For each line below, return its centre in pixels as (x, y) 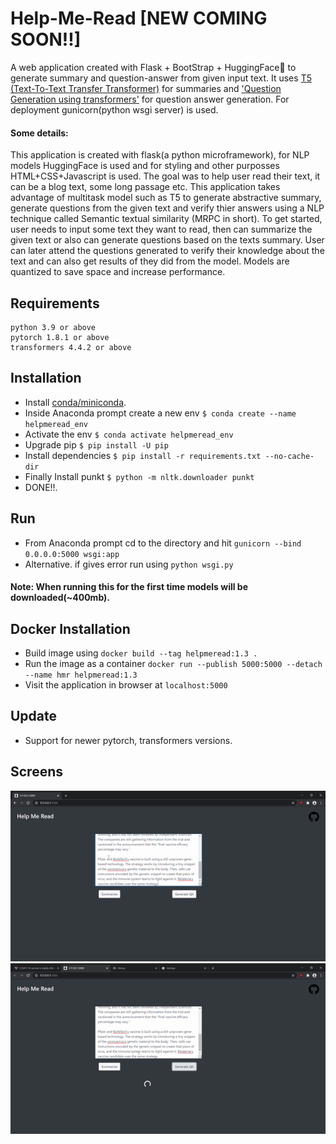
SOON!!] (46, 39)
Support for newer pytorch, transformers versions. (128, 740)
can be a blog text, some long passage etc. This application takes (145, 187)
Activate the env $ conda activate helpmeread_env (129, 434)
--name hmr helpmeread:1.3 (81, 675)
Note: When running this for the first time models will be (129, 587)
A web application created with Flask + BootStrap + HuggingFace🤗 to (153, 67)
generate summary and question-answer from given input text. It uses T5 (161, 78)
